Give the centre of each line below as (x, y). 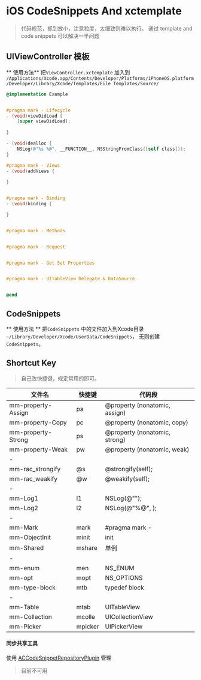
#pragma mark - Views (33, 165)
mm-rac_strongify (35, 469)
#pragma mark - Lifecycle (38, 110)
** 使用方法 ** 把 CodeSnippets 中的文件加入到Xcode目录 (75, 329)
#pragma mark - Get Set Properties (51, 263)
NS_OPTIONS (124, 577)
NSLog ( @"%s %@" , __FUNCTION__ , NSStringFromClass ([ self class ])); (101, 149)
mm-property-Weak (39, 450)
